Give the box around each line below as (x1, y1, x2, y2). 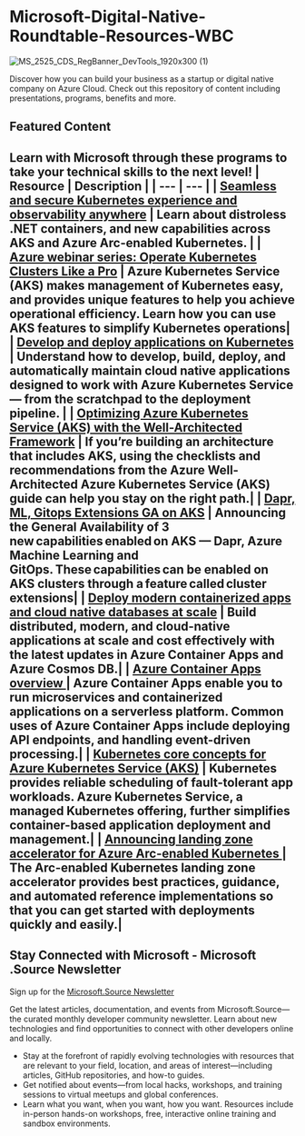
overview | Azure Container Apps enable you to (9, 675, 283, 691)
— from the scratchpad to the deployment (9, 391, 251, 406)
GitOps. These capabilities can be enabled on (9, 562, 270, 577)
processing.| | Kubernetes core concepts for (9, 746, 267, 762)
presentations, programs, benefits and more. (9, 93, 177, 104)
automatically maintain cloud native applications (9, 363, 290, 378)
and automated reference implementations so (9, 888, 274, 903)
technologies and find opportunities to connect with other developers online (9, 1022, 294, 1033)
